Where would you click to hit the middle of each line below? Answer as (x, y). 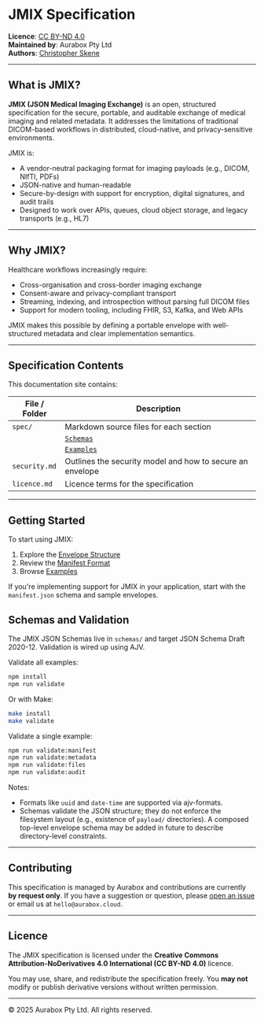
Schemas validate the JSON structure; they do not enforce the (120, 811)
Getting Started (47, 520)
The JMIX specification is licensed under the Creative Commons (114, 955)
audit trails (37, 202)
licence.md (32, 484)
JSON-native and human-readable (75, 185)
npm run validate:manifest (52, 750)
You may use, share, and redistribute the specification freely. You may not (128, 979)
